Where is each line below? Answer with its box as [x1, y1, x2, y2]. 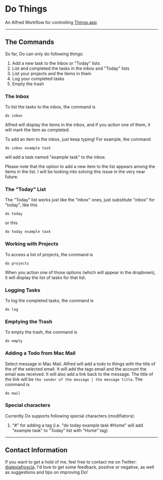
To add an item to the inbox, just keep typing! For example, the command [5, 137, 151, 142]
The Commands [5, 38, 54, 46]
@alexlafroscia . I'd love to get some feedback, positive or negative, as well [5, 464, 154, 470]
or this [5, 220, 18, 226]
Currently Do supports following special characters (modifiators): [5, 413, 135, 418]
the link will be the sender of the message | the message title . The [5, 376, 143, 382]
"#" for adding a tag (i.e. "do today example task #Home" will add [12, 422, 143, 428]
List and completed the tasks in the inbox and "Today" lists [12, 65, 130, 71]
